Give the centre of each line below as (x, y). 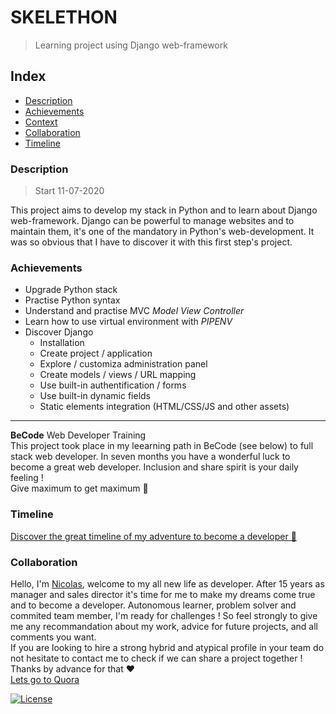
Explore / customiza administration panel (123, 364)
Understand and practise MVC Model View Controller (134, 311)
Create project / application (96, 353)
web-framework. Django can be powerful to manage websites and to (152, 221)
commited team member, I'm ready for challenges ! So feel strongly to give (164, 615)
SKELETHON (64, 17)
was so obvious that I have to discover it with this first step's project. (151, 242)
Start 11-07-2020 (69, 191)
